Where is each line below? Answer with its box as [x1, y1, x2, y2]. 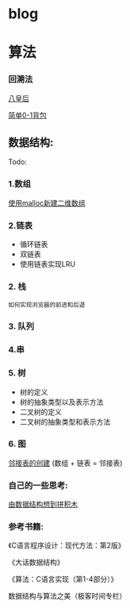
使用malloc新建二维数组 [8, 198, 86, 207]
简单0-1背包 [8, 110, 47, 120]
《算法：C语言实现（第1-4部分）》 [8, 575, 118, 584]
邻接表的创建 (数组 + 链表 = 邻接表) [8, 458, 123, 468]
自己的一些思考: [8, 479, 68, 491]
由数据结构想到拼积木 [8, 499, 78, 509]
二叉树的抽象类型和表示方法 [19, 417, 111, 426]
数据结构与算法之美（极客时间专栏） [8, 591, 127, 601]
